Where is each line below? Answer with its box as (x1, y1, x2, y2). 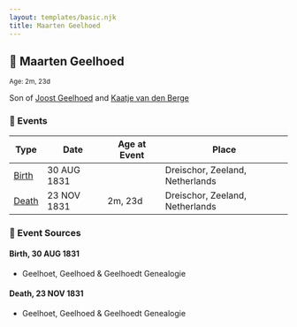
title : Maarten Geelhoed (9, 21, 101, 30)
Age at (118, 138, 147, 150)
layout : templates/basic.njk (9, 12, 117, 22)
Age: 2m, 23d (9, 77, 51, 87)
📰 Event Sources (9, 226, 81, 239)
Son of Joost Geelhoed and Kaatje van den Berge (9, 93, 190, 103)
